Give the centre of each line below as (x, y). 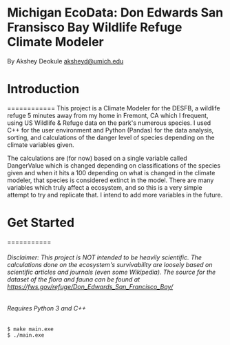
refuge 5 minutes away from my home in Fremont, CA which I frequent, (108, 115)
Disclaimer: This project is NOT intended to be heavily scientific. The (104, 257)
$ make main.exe (30, 329)
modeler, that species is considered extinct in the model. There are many (111, 180)
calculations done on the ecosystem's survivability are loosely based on (110, 265)
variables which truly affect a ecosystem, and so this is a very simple (105, 187)
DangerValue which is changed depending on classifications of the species (114, 165)
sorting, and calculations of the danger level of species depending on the (111, 137)
